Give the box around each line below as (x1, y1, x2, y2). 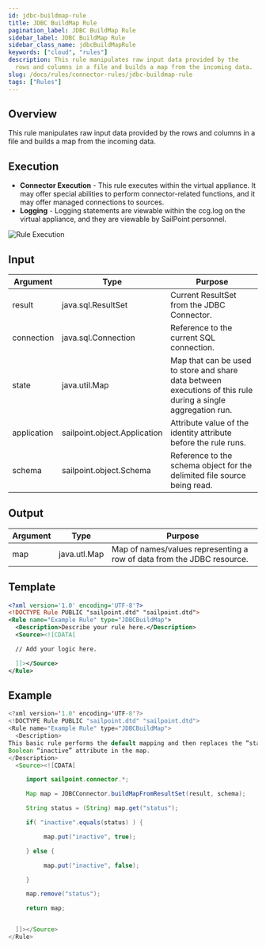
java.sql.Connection (62, 332, 136, 343)
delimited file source (169, 469, 247, 480)
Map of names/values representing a (112, 544, 249, 555)
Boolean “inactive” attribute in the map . (8, 747, 150, 754)
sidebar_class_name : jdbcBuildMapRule (8, 41, 136, 49)
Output (8, 506, 44, 520)
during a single (169, 394, 226, 405)
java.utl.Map (59, 548, 104, 559)
